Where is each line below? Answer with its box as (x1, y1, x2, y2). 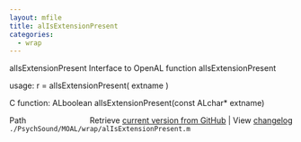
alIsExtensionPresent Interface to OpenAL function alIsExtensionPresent (9, 63, 277, 74)
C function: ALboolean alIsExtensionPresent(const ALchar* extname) (9, 98, 265, 109)
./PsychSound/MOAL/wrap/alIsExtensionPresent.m (9, 125, 191, 134)
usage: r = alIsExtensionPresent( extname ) (9, 80, 169, 91)
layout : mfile (9, 13, 63, 22)
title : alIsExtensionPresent (9, 22, 119, 31)
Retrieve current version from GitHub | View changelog (89, 115, 293, 126)
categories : (9, 30, 54, 39)
